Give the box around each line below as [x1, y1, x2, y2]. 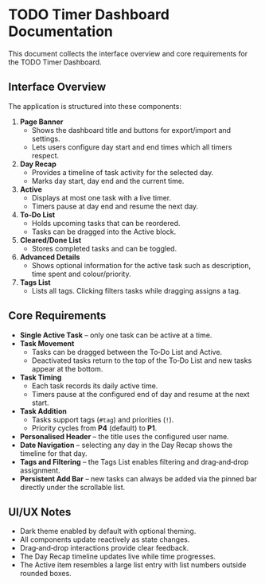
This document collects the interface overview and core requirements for [8, 49, 248, 58]
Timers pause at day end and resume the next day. [31, 201, 199, 211]
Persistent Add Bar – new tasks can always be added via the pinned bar [19, 473, 257, 483]
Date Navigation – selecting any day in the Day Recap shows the [19, 440, 233, 450]
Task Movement [19, 338, 75, 348]
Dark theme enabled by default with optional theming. [19, 527, 197, 536]
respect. [31, 150, 60, 160]
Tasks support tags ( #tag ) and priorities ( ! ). [31, 415, 174, 424]
